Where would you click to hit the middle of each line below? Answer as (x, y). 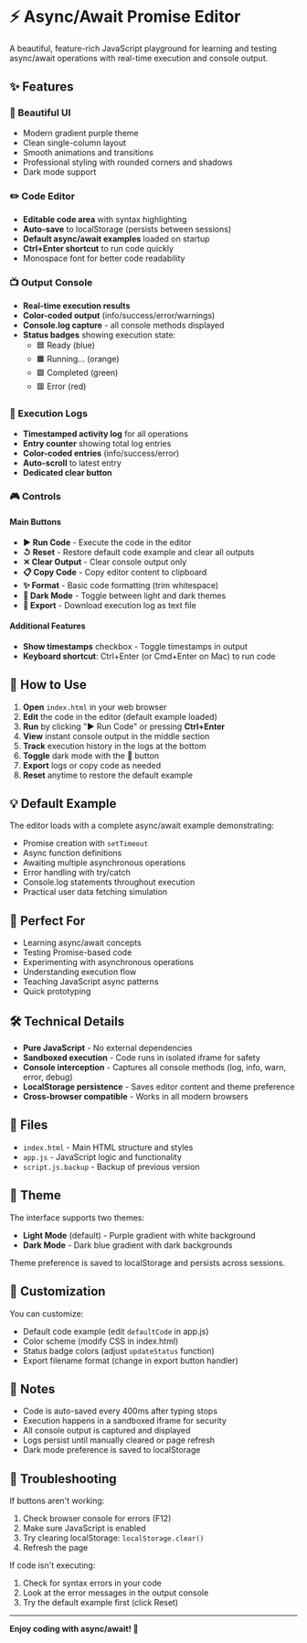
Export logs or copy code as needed (92, 765)
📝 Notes (32, 1389)
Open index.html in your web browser (95, 707)
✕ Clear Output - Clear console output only (105, 562)
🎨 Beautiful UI (40, 113)
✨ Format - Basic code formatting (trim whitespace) (121, 585)
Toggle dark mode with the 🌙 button (91, 756)
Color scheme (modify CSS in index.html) (101, 1341)
